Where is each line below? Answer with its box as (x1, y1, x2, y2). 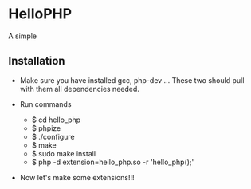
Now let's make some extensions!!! (19, 172, 135, 182)
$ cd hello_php (31, 115, 81, 124)
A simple (8, 31, 37, 41)
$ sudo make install (31, 148, 96, 158)
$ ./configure (31, 132, 75, 141)
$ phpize (31, 123, 61, 132)
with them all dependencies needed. (19, 84, 139, 93)
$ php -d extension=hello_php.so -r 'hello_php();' (31, 157, 194, 167)
